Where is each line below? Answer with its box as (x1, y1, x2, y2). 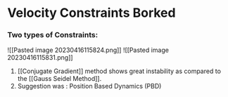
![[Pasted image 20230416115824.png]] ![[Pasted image (7, 46, 169, 54)
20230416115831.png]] (7, 53, 73, 62)
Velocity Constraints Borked (7, 5, 176, 21)
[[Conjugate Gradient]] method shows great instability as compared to (17, 67, 222, 75)
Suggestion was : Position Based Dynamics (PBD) (17, 82, 162, 91)
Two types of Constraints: (7, 30, 99, 40)
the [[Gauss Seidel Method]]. (17, 75, 102, 83)
